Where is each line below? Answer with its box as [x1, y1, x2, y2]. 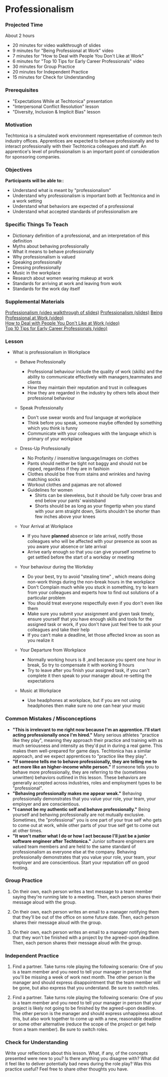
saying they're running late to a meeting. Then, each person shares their [12, 893, 161, 899]
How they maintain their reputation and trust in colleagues [27, 384, 147, 390]
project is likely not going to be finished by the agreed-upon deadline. [12, 1005, 156, 1011]
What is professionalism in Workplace [12, 349, 90, 355]
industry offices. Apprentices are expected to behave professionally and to [5, 138, 159, 144]
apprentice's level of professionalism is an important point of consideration [5, 148, 159, 154]
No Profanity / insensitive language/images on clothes [27, 455, 139, 461]
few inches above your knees [34, 513, 96, 519]
